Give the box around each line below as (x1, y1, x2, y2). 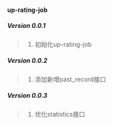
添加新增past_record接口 (34, 75, 107, 83)
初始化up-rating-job (34, 40, 92, 48)
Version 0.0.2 (7, 57, 47, 65)
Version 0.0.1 (7, 22, 46, 30)
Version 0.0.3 (7, 91, 47, 100)
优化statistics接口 (34, 110, 86, 118)
